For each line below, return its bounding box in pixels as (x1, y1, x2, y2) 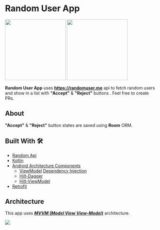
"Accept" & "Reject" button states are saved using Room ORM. (5, 122, 133, 128)
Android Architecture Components (12, 162, 81, 168)
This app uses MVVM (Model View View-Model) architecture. (5, 210, 130, 216)
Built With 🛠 (5, 137, 44, 145)
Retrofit (12, 183, 27, 189)
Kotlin (12, 158, 24, 163)
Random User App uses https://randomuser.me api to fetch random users (5, 85, 155, 90)
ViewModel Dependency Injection (19, 168, 87, 174)
